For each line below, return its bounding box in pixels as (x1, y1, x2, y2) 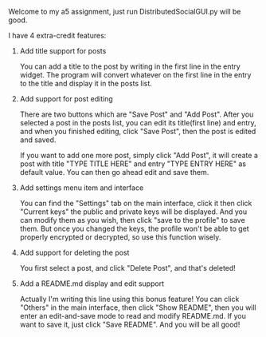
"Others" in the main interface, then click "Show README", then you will (19, 303, 256, 312)
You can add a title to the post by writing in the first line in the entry (19, 61, 241, 71)
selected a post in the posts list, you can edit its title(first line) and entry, (19, 118, 256, 127)
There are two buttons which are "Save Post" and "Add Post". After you (19, 109, 254, 119)
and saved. (19, 135, 57, 145)
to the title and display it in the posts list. (19, 79, 153, 88)
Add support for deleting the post (19, 248, 130, 257)
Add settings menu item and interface (19, 183, 144, 192)
